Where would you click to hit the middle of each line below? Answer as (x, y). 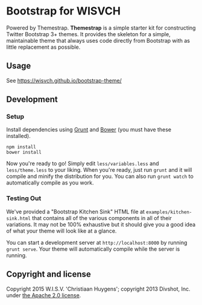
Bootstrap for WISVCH (63, 11)
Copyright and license (49, 275)
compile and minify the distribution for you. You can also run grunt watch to (100, 177)
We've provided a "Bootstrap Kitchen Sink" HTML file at (75, 212)
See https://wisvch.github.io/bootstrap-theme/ (64, 80)
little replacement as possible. (43, 47)
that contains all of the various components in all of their (102, 218)
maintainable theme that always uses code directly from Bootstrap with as (98, 40)
